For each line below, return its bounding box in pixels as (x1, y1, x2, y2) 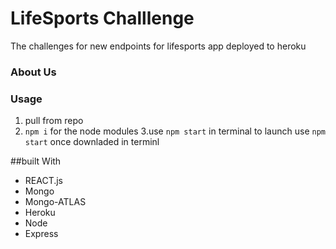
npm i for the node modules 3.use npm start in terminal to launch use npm (24, 125, 326, 137)
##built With (10, 155, 62, 167)
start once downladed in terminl (24, 136, 160, 148)
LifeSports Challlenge (10, 7, 195, 30)
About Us (10, 65, 57, 79)
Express (24, 228, 59, 240)
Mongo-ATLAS (24, 196, 87, 208)
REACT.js (24, 175, 64, 187)
